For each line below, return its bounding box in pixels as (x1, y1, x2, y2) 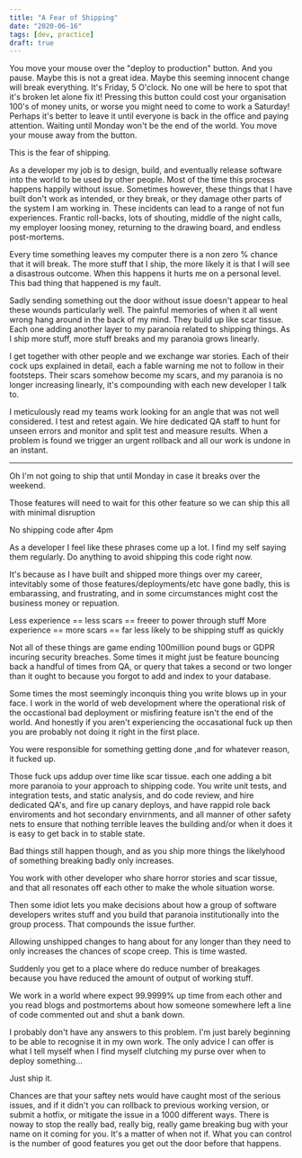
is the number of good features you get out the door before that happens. (9, 1138, 281, 1149)
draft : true (9, 38, 54, 48)
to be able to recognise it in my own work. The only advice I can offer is (9, 1037, 274, 1047)
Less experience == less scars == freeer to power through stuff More (9, 615, 267, 626)
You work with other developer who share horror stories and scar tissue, (9, 873, 278, 884)
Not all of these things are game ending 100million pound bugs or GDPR (9, 642, 276, 653)
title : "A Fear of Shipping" (9, 13, 119, 22)
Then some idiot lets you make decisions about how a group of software (9, 900, 277, 911)
